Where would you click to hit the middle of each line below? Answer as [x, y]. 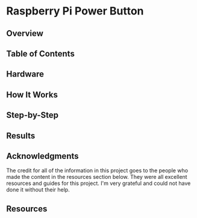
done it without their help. [38, 190]
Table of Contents [41, 53]
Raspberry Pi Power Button [75, 11]
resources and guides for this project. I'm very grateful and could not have [98, 183]
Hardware [25, 74]
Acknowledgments [43, 156]
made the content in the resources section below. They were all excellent [97, 177]
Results [21, 136]
